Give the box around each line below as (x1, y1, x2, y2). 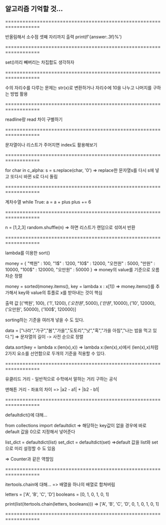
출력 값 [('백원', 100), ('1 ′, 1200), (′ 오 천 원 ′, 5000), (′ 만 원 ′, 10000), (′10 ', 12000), (5, 300, 156, 306)
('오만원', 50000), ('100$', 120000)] (5, 306, 77, 312)
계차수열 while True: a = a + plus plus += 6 (5, 199, 91, 205)
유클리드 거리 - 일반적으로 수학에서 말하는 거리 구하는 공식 (5, 375, 117, 381)
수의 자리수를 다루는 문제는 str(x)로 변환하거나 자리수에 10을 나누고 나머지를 (5, 84, 152, 90)
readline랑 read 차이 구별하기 (5, 116, 63, 122)
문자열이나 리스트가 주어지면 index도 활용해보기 (5, 142, 98, 148)
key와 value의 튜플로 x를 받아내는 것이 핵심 (18, 290, 103, 296)
